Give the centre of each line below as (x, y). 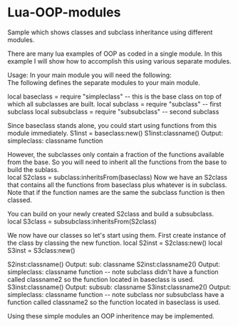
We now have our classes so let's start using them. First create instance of (117, 235)
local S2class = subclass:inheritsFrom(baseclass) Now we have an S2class (118, 177)
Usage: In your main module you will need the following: (90, 75)
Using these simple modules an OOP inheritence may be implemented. (111, 316)
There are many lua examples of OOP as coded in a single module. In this (115, 54)
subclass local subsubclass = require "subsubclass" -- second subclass (113, 111)
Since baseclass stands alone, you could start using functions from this (112, 125)
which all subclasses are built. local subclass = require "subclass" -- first (115, 104)
